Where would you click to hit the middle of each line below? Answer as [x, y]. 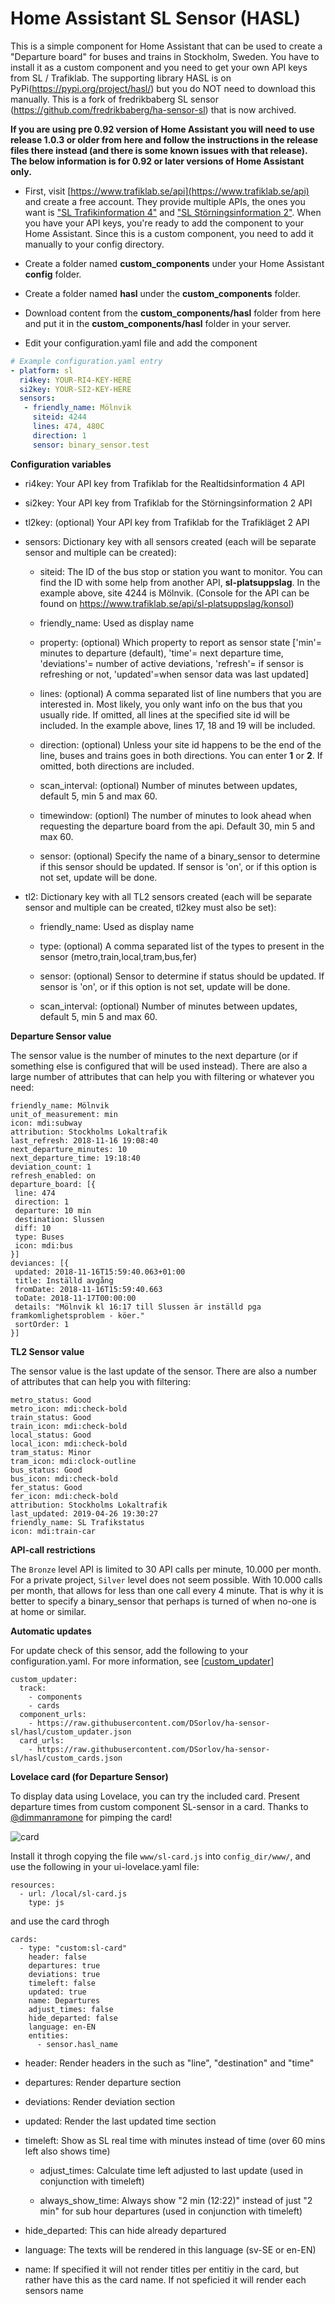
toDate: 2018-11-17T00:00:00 [75, 1298]
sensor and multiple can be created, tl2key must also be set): [150, 907]
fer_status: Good [46, 1487]
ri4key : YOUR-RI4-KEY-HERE [75, 380]
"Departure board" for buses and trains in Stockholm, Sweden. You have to [165, 56]
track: [33, 1688]
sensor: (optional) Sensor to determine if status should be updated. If [182, 976]
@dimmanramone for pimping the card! [91, 1817]
